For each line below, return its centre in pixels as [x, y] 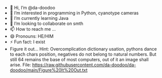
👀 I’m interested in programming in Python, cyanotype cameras [74, 13]
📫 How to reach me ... [33, 29]
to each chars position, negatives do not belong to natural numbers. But [83, 54]
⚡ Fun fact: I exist [27, 42]
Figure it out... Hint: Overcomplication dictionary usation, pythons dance [83, 49]
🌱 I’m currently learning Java [39, 18]
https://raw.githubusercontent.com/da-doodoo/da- [84, 65]
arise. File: [20, 65]
